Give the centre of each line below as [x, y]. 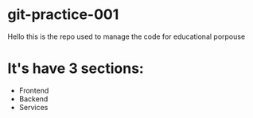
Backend [33, 99]
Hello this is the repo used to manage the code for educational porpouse [127, 36]
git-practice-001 [63, 15]
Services [33, 107]
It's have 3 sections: [76, 69]
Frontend [34, 90]
